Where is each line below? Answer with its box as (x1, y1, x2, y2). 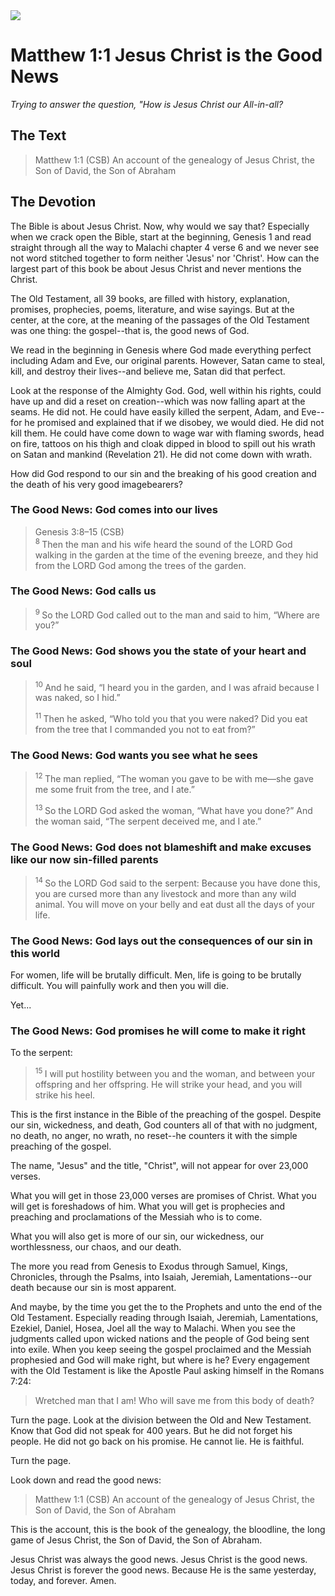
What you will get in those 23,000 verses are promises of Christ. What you (10, 1189, 317, 1201)
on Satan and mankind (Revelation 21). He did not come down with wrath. (10, 448, 313, 460)
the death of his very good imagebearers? (10, 478, 183, 490)
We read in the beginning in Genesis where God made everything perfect (10, 344, 312, 356)
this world (10, 946, 61, 960)
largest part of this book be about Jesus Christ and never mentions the (10, 262, 302, 274)
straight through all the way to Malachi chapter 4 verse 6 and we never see (10, 241, 320, 253)
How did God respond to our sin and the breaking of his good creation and (10, 467, 317, 479)
